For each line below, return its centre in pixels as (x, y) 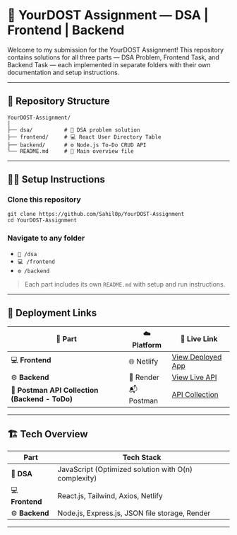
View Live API (194, 377)
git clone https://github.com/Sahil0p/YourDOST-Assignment (96, 214)
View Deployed (197, 357)
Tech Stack (142, 458)
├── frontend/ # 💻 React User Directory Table (84, 137)
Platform (147, 345)
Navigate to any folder (46, 238)
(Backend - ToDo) (42, 399)
